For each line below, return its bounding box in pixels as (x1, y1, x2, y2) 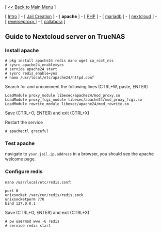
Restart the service (5, 119, 43, 125)
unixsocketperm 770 (5, 197, 45, 202)
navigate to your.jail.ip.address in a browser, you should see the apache (5, 151, 154, 156)
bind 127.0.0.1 (5, 201, 36, 206)
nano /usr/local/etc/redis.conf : (5, 179, 72, 185)
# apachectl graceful (5, 128, 49, 134)
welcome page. (5, 156, 36, 162)
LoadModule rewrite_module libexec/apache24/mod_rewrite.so (5, 101, 130, 106)
